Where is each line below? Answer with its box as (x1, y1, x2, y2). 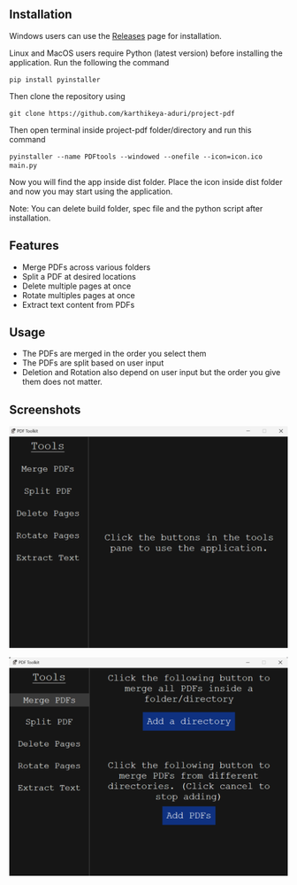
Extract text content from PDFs (21, 299, 135, 310)
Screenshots (9, 402, 81, 417)
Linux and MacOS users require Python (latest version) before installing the (9, 48, 283, 58)
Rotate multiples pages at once (21, 289, 135, 300)
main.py (9, 161, 38, 170)
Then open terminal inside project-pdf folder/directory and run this (9, 124, 252, 135)
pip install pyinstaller (9, 75, 101, 84)
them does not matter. (21, 376, 103, 388)
